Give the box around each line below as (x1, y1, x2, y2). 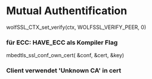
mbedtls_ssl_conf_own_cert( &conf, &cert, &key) (6, 52, 125, 59)
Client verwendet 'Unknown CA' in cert (6, 67, 122, 75)
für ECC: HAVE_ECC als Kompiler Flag (6, 38, 118, 47)
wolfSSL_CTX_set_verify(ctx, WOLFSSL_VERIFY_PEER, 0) (6, 24, 147, 31)
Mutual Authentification (6, 4, 128, 18)
